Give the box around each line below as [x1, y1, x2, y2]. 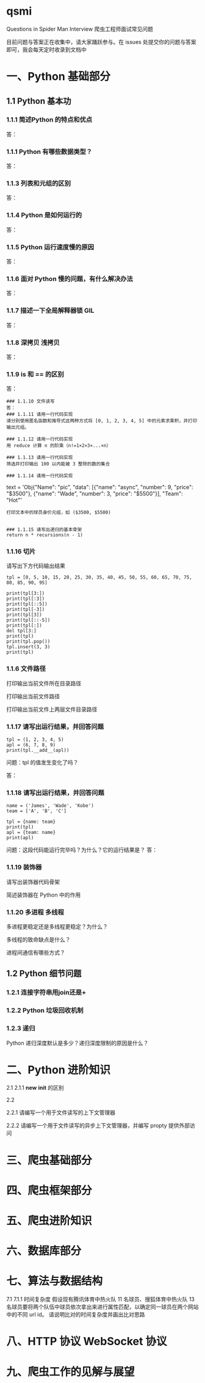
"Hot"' [6, 497, 23, 504]
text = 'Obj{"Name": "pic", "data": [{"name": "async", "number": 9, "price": [6, 484, 193, 491]
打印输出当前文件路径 [6, 692, 60, 700]
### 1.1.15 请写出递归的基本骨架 [6, 527, 82, 533]
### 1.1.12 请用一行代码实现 [6, 436, 73, 442]
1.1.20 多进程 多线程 [6, 908, 64, 916]
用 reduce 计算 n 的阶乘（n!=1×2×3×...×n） [6, 443, 112, 449]
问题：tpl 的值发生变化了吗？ [6, 759, 79, 766]
